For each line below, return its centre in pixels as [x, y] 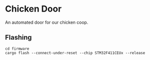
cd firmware [17, 49]
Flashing [19, 37]
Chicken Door [33, 9]
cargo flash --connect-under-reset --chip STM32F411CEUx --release [75, 53]
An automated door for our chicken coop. [47, 22]
